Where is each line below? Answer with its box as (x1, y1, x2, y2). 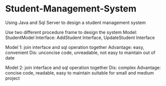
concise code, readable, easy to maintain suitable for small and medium (5, 69, 154, 75)
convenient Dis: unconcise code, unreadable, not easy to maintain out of (5, 49, 156, 55)
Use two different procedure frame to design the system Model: (5, 29, 137, 35)
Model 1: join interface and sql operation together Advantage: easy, (5, 44, 144, 50)
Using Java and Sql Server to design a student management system (5, 19, 146, 25)
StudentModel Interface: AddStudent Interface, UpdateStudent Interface (5, 34, 155, 40)
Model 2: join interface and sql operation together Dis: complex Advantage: (5, 64, 161, 70)
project (5, 75, 20, 81)
